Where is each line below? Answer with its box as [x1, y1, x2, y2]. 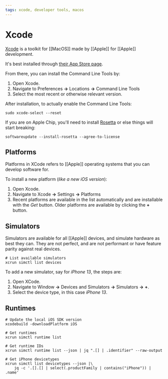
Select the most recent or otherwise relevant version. [12, 91, 122, 97]
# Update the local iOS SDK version [5, 317, 82, 322]
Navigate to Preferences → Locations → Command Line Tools [12, 85, 140, 91]
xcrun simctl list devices [5, 260, 62, 265]
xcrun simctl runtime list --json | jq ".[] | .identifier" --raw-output [5, 348, 163, 353]
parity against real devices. [5, 246, 61, 252]
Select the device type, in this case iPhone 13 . [12, 290, 108, 296]
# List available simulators [5, 256, 66, 261]
